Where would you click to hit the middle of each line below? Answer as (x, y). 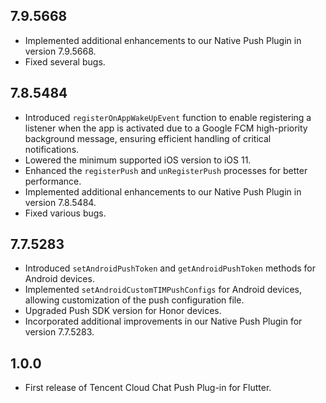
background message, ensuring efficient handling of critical (148, 138)
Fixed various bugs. (65, 213)
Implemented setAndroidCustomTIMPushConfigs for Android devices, (163, 290)
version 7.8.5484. (60, 202)
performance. (53, 181)
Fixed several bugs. (65, 61)
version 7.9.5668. (60, 51)
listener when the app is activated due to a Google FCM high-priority (166, 128)
